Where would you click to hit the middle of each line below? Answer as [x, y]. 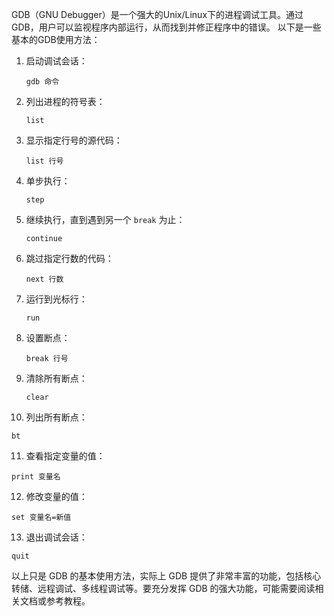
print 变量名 [36, 477]
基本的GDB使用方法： [56, 39]
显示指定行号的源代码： [74, 140]
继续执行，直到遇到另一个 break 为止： [105, 219]
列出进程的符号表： [65, 101]
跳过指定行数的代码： [69, 258]
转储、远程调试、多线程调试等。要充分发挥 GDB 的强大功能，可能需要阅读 [163, 588]
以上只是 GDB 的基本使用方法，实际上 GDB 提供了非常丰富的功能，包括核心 [166, 576]
